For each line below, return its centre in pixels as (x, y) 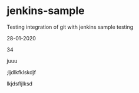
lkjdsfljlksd (20, 84)
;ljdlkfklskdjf (21, 72)
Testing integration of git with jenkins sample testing (70, 27)
